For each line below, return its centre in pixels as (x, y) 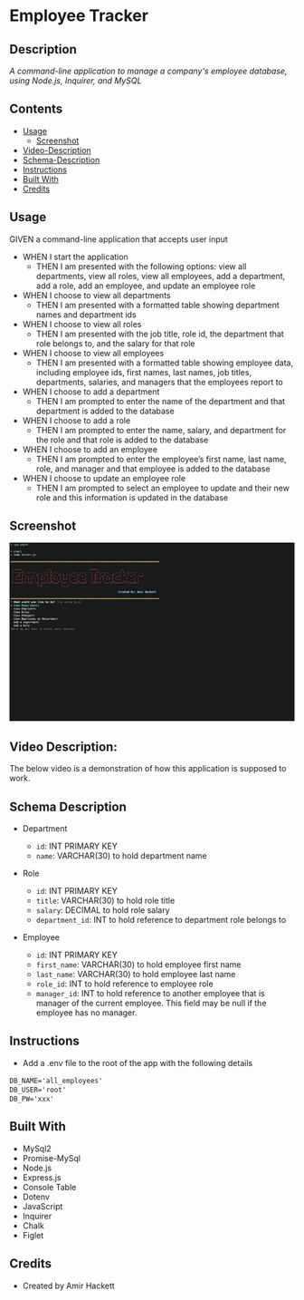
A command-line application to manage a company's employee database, (148, 71)
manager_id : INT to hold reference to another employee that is (150, 994)
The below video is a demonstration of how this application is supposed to (148, 769)
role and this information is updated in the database (132, 497)
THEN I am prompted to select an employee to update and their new (162, 488)
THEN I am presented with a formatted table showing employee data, (165, 363)
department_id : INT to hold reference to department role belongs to (161, 920)
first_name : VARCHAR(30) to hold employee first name (138, 965)
